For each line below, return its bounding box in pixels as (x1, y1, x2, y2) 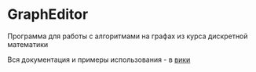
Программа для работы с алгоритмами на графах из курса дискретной (7, 31, 248, 41)
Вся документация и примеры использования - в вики (7, 55, 191, 64)
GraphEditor (7, 5, 89, 23)
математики (7, 39, 49, 49)
